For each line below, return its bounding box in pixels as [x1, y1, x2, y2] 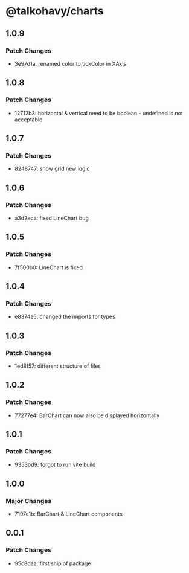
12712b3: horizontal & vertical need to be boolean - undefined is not [14, 109, 184, 117]
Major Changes [5, 496, 52, 505]
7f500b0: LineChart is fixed [14, 264, 83, 271]
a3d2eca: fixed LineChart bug [14, 214, 89, 222]
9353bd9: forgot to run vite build [14, 461, 96, 469]
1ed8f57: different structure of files [14, 362, 101, 370]
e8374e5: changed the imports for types [14, 313, 115, 321]
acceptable [14, 116, 43, 123]
